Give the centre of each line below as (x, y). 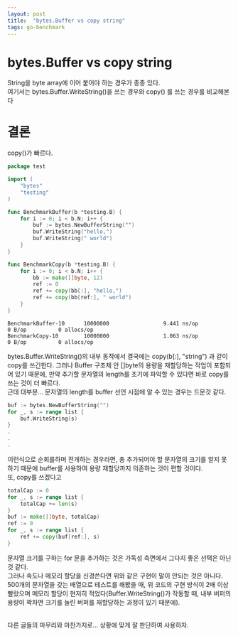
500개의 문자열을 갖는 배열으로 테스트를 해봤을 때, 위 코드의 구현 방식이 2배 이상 (118, 584)
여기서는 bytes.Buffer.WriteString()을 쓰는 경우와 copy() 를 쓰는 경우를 (106, 92)
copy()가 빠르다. (30, 153)
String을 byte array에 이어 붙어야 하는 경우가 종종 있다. (84, 83)
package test (27, 167)
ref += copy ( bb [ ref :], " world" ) (82, 298)
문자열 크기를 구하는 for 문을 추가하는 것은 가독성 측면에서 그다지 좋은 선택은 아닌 (119, 558)
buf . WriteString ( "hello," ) (73, 232)
